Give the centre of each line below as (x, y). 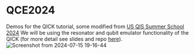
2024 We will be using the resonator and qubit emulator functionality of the (97, 32)
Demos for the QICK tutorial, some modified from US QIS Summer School (95, 26)
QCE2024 (31, 10)
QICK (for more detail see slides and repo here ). (64, 39)
